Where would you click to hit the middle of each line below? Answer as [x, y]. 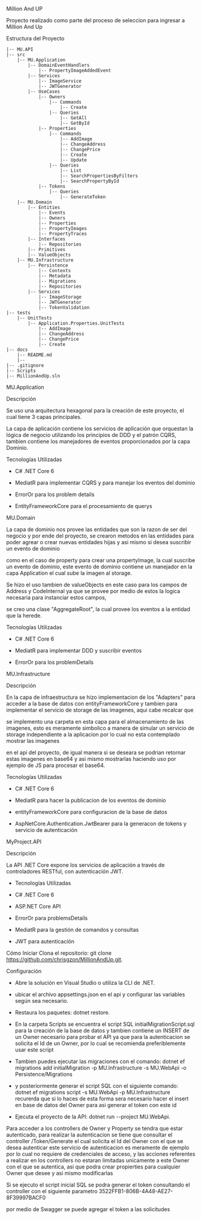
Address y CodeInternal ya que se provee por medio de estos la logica [93, 591]
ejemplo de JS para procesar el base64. [56, 765]
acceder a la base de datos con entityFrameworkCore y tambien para [92, 703]
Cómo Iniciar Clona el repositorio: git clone [59, 953]
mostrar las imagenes [33, 741]
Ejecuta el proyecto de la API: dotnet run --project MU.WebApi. [93, 1117]
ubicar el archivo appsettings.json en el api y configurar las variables [100, 994]
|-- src [16, 55]
